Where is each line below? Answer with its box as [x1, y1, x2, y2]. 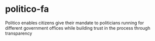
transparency [5, 30, 33, 36]
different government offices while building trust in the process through [5, 25, 151, 31]
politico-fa [5, 3, 49, 15]
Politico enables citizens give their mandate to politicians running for [5, 20, 144, 26]
